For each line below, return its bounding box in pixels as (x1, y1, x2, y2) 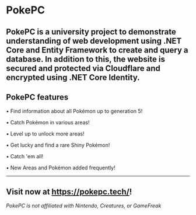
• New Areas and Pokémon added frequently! (6, 164, 116, 171)
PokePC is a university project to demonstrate (6, 27, 177, 37)
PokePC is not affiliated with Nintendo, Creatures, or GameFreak (6, 202, 162, 209)
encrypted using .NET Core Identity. (6, 72, 140, 82)
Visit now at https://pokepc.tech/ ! (6, 186, 132, 196)
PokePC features (6, 92, 69, 102)
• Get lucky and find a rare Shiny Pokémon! (6, 141, 110, 149)
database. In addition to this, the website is (6, 54, 165, 64)
